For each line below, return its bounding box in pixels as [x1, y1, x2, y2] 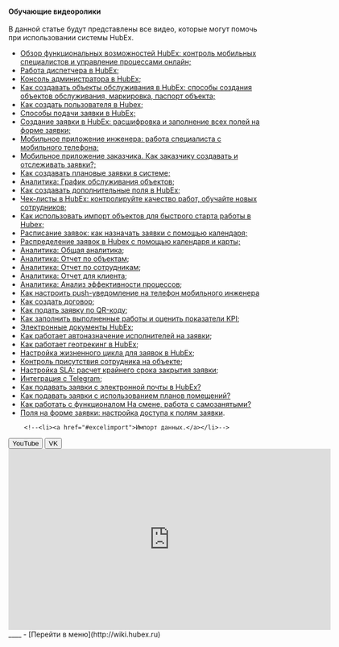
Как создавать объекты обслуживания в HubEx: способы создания [19, 83, 252, 93]
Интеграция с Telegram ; [19, 374, 103, 384]
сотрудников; [19, 202, 67, 213]
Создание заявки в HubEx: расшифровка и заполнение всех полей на [19, 117, 260, 126]
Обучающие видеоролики [8, 6, 101, 16]
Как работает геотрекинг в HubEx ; [19, 339, 139, 350]
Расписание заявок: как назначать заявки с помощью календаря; [19, 228, 248, 238]
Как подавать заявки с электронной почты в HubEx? [19, 383, 201, 392]
